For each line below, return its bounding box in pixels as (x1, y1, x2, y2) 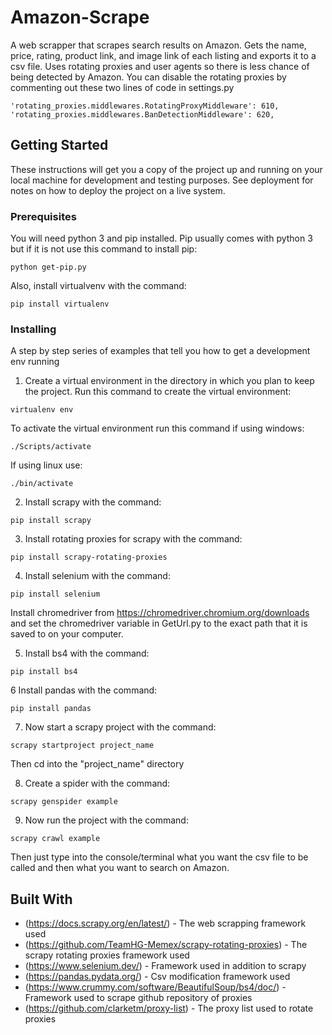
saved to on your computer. (10, 628, 124, 640)
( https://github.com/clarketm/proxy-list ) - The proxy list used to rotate (24, 1002, 314, 1015)
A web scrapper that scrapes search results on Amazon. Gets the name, (10, 39, 307, 51)
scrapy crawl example (10, 834, 101, 844)
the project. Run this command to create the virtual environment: (24, 386, 292, 398)
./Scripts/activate (10, 442, 92, 452)
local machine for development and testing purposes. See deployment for (10, 174, 314, 186)
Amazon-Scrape (10, 6, 150, 29)
